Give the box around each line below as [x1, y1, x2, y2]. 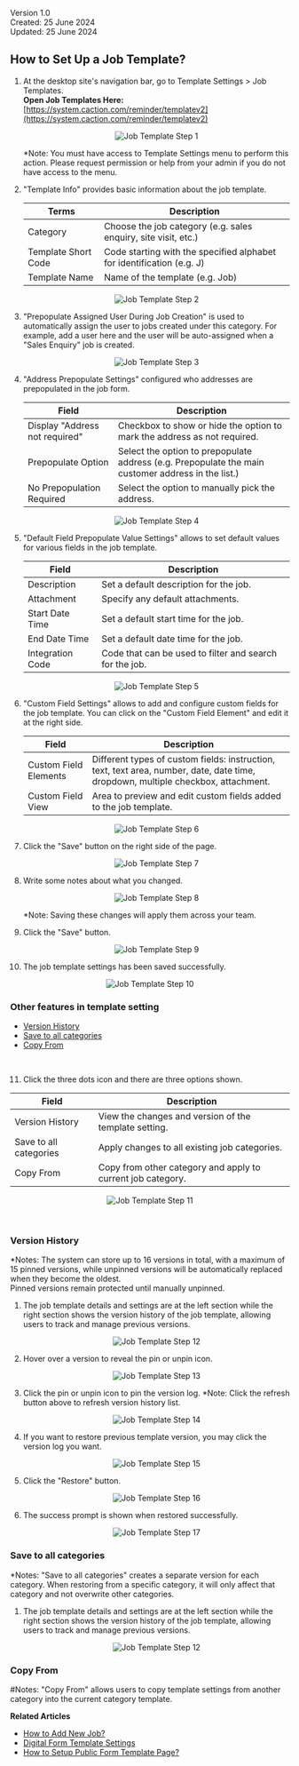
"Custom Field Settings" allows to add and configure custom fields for [22, 697, 279, 709]
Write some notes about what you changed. [22, 875, 183, 886]
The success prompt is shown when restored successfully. [22, 1510, 239, 1521]
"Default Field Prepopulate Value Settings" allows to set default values [22, 532, 280, 543]
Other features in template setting [10, 1000, 160, 1013]
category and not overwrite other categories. [10, 1588, 175, 1599]
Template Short [27, 245, 92, 258]
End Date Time [27, 632, 90, 645]
